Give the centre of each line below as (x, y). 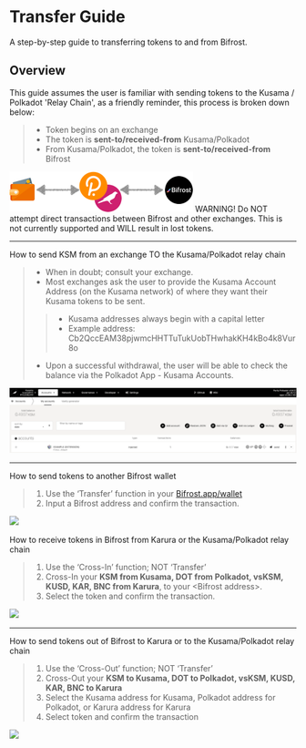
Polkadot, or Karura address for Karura (118, 707)
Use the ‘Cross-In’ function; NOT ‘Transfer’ (126, 567)
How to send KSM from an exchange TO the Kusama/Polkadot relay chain (148, 254)
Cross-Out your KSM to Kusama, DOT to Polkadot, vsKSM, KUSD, (170, 678)
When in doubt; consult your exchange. (119, 272)
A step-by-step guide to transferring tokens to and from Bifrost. (128, 42)
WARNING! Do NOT (231, 209)
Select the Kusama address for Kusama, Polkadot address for (160, 697)
